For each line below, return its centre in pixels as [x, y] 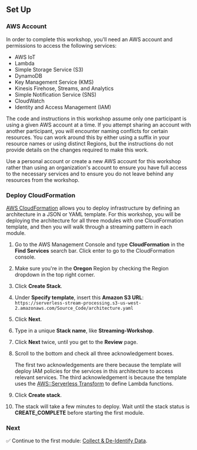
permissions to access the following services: [61, 45]
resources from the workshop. [43, 180]
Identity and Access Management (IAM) [63, 107]
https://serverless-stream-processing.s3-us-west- [78, 303]
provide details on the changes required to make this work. [77, 150]
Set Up [19, 10]
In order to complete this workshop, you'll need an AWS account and [89, 39]
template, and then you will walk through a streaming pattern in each [89, 227]
